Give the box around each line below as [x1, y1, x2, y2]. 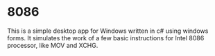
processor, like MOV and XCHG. [7, 41, 98, 49]
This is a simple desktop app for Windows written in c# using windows [7, 27, 209, 35]
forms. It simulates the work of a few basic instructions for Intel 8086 [7, 33, 205, 42]
